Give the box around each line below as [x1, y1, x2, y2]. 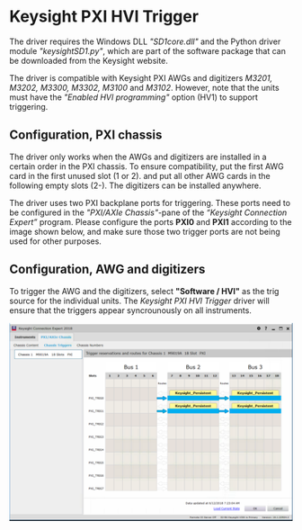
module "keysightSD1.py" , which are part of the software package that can [9, 45, 286, 56]
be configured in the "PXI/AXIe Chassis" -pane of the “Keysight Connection [9, 207, 288, 218]
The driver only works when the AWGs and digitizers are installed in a [9, 151, 267, 162]
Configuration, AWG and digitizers [9, 262, 206, 277]
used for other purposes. [9, 236, 102, 247]
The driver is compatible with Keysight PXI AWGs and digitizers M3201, [9, 72, 272, 83]
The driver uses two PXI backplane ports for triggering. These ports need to [9, 197, 290, 208]
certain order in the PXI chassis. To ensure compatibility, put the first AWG [9, 160, 285, 172]
